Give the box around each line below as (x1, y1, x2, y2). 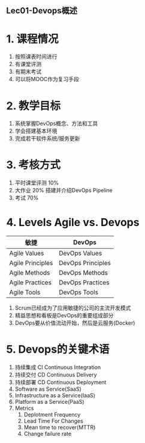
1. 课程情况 (6, 32, 59, 46)
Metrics (14, 405, 34, 412)
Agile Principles (9, 259, 53, 267)
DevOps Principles (59, 259, 111, 267)
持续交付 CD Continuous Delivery (14, 371, 97, 379)
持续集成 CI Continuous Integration (14, 364, 101, 371)
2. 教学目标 (6, 99, 61, 112)
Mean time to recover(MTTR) (23, 424, 96, 431)
